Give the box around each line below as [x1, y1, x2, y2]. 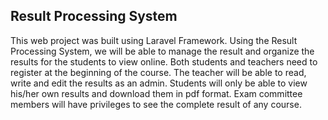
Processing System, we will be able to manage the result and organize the [10, 45, 315, 57]
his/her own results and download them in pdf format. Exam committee [10, 87, 303, 99]
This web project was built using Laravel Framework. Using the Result [10, 34, 298, 46]
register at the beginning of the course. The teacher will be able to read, [10, 66, 307, 78]
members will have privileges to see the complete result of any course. [10, 98, 302, 110]
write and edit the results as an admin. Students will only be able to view [10, 77, 308, 89]
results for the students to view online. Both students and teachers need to [10, 55, 318, 68]
